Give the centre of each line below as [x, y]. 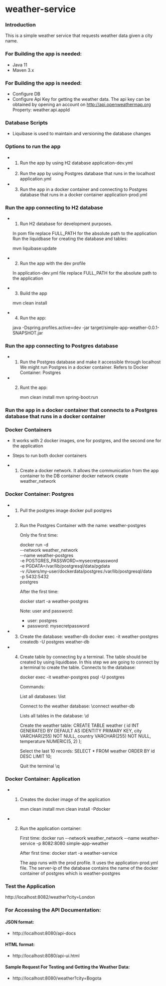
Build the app [33, 293]
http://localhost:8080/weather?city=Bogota [57, 978]
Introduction [20, 25]
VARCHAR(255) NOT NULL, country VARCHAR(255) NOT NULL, [85, 736]
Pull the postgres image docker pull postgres [66, 510]
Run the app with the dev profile [53, 263]
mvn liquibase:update [34, 248]
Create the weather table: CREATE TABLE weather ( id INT [80, 725]
